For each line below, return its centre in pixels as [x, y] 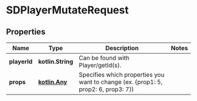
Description [122, 48]
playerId [21, 62]
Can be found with [104, 58]
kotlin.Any [52, 82]
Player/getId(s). [100, 65]
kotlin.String [55, 62]
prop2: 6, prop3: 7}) [106, 89]
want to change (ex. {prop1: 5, [121, 82]
